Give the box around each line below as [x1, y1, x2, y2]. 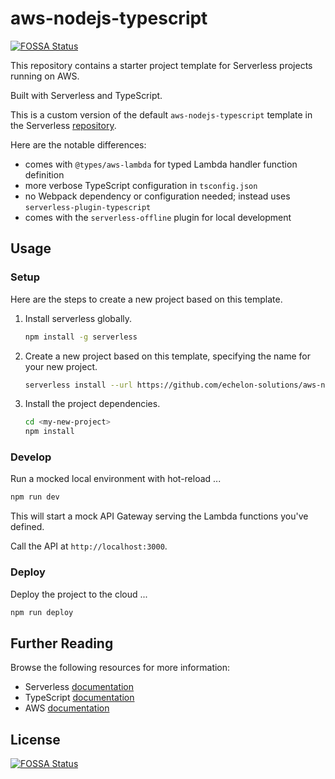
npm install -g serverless [24, 332, 138, 342]
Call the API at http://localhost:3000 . [10, 540, 168, 552]
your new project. [24, 360, 98, 372]
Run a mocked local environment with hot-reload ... [10, 473, 222, 485]
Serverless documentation [24, 681, 135, 693]
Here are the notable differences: [10, 138, 147, 151]
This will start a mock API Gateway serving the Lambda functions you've [10, 510, 309, 522]
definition [24, 168, 65, 181]
